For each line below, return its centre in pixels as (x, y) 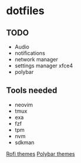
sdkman (24, 142)
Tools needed (32, 91)
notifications (30, 53)
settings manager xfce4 (44, 66)
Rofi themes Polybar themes (41, 154)
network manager (36, 59)
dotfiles (25, 11)
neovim (24, 105)
